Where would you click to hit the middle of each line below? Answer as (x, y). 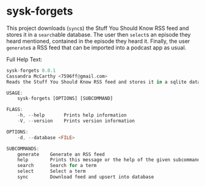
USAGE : (15, 93)
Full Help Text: (24, 59)
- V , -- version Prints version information (76, 121)
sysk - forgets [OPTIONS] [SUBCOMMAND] (65, 99)
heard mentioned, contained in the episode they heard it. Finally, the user (98, 41)
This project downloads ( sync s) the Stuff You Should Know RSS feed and (98, 28)
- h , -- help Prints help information (72, 115)
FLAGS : (15, 110)
